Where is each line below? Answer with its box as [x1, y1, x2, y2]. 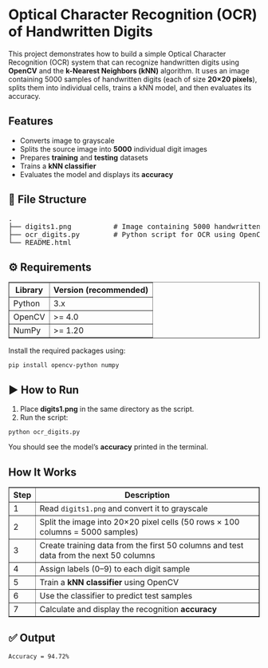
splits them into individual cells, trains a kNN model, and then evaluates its [8, 82, 252, 93]
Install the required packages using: [8, 346, 126, 356]
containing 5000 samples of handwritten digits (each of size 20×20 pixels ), [8, 74, 258, 84]
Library [15, 285, 44, 296]
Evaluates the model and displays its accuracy [19, 169, 174, 179]
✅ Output [8, 631, 56, 645]
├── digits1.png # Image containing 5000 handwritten [8, 222, 261, 231]
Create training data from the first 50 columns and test [39, 540, 244, 551]
